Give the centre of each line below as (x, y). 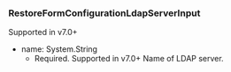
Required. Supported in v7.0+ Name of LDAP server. (129, 59)
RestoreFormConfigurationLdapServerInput (104, 13)
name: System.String (59, 49)
